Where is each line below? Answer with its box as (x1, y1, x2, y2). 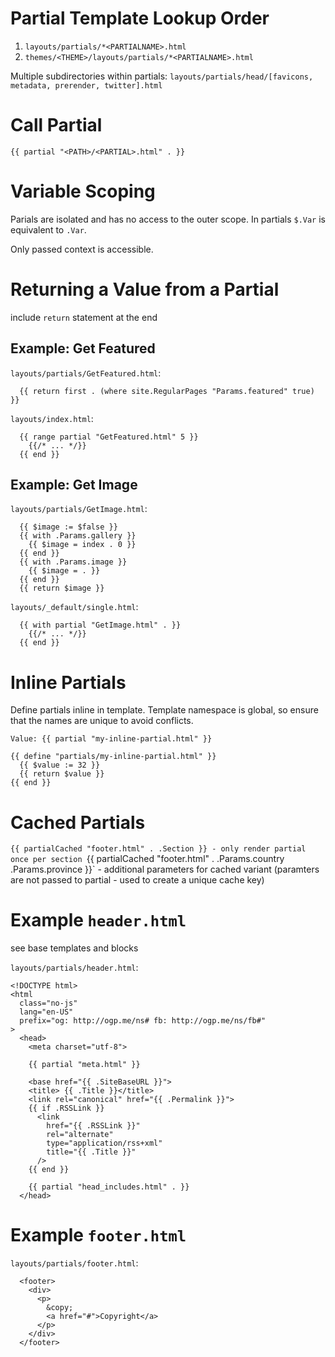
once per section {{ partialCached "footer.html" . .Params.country (10, 853, 285, 865)
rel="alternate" (46, 1130, 114, 1140)
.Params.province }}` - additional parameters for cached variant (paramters (10, 863, 320, 876)
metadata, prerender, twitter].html (10, 80, 163, 91)
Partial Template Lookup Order (10, 7, 270, 30)
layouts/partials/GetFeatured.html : (10, 367, 162, 379)
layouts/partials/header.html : (10, 962, 139, 974)
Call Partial (10, 114, 103, 137)
